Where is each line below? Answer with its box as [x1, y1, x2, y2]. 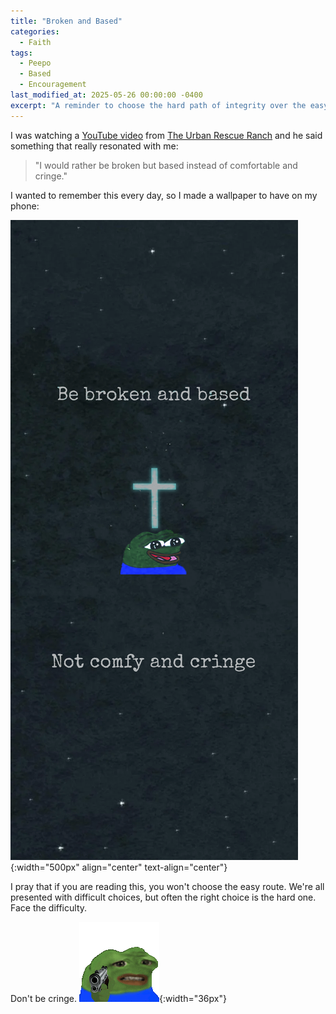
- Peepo [19, 58, 52, 69]
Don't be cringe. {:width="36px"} [10, 992, 227, 1004]
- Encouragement [19, 80, 87, 90]
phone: [10, 200, 40, 212]
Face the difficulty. [10, 901, 88, 914]
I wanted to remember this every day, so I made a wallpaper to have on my [10, 189, 318, 201]
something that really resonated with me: [10, 140, 179, 152]
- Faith [19, 37, 52, 47]
